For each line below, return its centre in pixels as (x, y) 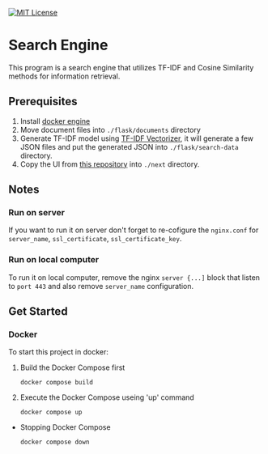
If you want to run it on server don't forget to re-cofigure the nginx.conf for (134, 230)
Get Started (38, 312)
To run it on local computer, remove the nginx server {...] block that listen (134, 277)
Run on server (36, 213)
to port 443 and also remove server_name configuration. (101, 286)
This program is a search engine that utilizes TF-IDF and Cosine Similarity (131, 67)
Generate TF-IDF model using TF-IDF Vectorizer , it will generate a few (136, 138)
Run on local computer (54, 260)
